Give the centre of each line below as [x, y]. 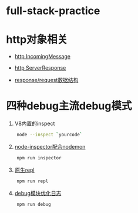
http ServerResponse [40, 68]
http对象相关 [37, 40]
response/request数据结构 [46, 80]
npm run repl [33, 181]
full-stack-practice [53, 11]
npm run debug [34, 204]
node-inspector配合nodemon [50, 146]
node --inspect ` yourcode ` [50, 135]
